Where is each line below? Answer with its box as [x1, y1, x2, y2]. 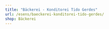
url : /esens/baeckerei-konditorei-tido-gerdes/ [5, 12, 105, 17]
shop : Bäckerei [5, 16, 36, 21]
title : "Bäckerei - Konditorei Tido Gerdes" [5, 7, 98, 12]
